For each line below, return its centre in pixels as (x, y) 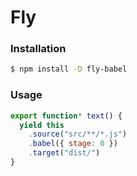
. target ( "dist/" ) (64, 153)
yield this (42, 125)
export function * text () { (66, 116)
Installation (38, 49)
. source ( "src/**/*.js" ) (78, 134)
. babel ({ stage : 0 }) (73, 144)
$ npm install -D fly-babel (69, 69)
